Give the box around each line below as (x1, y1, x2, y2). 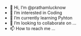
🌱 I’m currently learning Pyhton (9, 15, 73, 20)
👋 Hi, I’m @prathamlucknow (9, 5, 66, 10)
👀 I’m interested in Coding (9, 10, 62, 16)
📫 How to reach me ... (9, 26, 55, 31)
